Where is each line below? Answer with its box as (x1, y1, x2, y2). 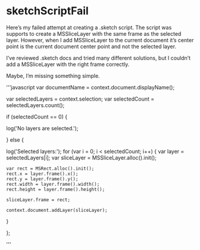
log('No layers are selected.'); (6, 124, 79, 132)
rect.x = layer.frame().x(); (6, 171, 79, 177)
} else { (6, 136, 24, 143)
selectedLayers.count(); (6, 101, 65, 108)
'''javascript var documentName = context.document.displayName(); (6, 83, 175, 90)
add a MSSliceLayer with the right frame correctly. (6, 61, 130, 68)
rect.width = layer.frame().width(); (6, 181, 100, 187)
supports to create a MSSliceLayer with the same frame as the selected (6, 30, 182, 37)
